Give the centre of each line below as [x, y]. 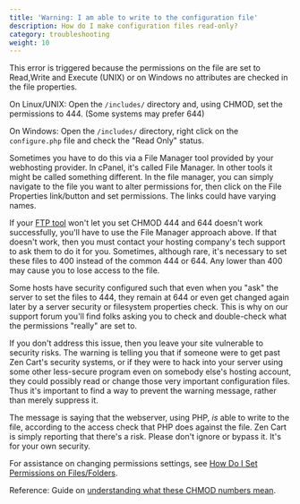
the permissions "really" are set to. [73, 326]
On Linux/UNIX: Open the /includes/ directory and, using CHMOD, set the [146, 105]
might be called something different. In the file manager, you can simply [141, 177]
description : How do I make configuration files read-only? [124, 26]
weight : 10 [30, 43]
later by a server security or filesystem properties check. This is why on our [149, 307]
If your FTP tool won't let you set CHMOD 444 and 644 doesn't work [136, 223]
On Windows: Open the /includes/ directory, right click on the [124, 132]
